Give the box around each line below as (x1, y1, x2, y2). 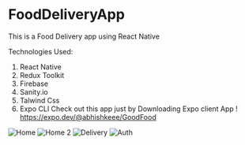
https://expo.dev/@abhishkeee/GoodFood (19, 112, 156, 121)
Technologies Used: (8, 46, 73, 56)
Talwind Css (19, 95, 60, 105)
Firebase (19, 79, 49, 88)
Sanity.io (19, 87, 49, 96)
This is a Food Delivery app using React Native (8, 32, 160, 41)
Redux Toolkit (19, 70, 65, 80)
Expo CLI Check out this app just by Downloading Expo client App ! (19, 104, 239, 113)
